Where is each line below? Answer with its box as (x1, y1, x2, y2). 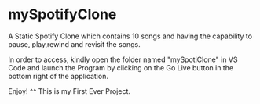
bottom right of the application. (8, 71, 108, 81)
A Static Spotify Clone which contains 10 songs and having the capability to (8, 31, 253, 41)
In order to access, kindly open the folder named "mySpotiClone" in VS (8, 55, 238, 64)
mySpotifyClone (8, 5, 117, 23)
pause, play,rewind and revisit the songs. (8, 39, 141, 48)
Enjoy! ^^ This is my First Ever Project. (8, 86, 131, 95)
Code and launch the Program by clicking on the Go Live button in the (8, 63, 234, 72)
